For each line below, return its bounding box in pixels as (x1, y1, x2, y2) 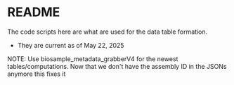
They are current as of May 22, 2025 (17, 41, 124, 49)
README (7, 4, 60, 20)
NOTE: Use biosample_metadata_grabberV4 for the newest (7, 54, 178, 63)
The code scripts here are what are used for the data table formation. (7, 27, 208, 36)
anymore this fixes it (7, 70, 66, 78)
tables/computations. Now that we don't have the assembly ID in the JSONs (7, 62, 227, 70)
